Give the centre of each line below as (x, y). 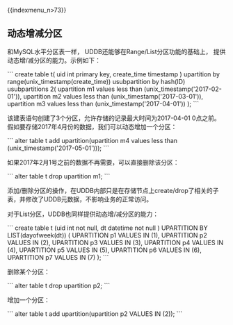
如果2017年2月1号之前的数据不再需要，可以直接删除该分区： (93, 162)
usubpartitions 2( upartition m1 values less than (75, 89)
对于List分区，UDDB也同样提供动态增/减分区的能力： (83, 214)
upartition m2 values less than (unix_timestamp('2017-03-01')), (113, 96)
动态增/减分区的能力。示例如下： (54, 60)
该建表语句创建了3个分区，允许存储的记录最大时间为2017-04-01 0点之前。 (114, 118)
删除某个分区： (29, 272)
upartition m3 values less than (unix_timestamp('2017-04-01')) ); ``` (103, 103)
